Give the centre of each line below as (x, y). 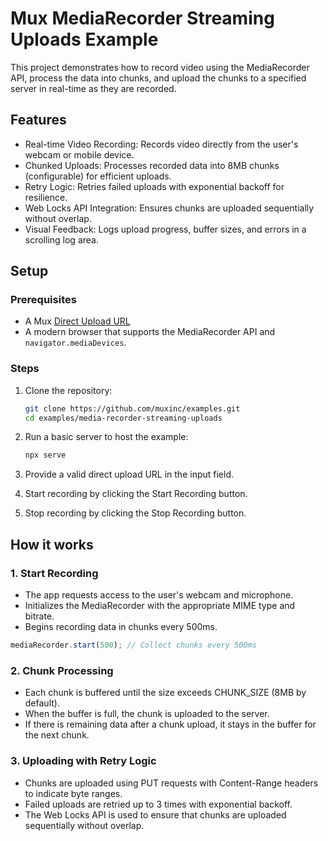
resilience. (46, 197)
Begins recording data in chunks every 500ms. (121, 627)
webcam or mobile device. (79, 154)
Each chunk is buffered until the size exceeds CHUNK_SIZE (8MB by (165, 693)
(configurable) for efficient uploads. (98, 176)
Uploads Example (84, 39)
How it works (52, 544)
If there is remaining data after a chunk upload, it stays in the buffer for (170, 724)
